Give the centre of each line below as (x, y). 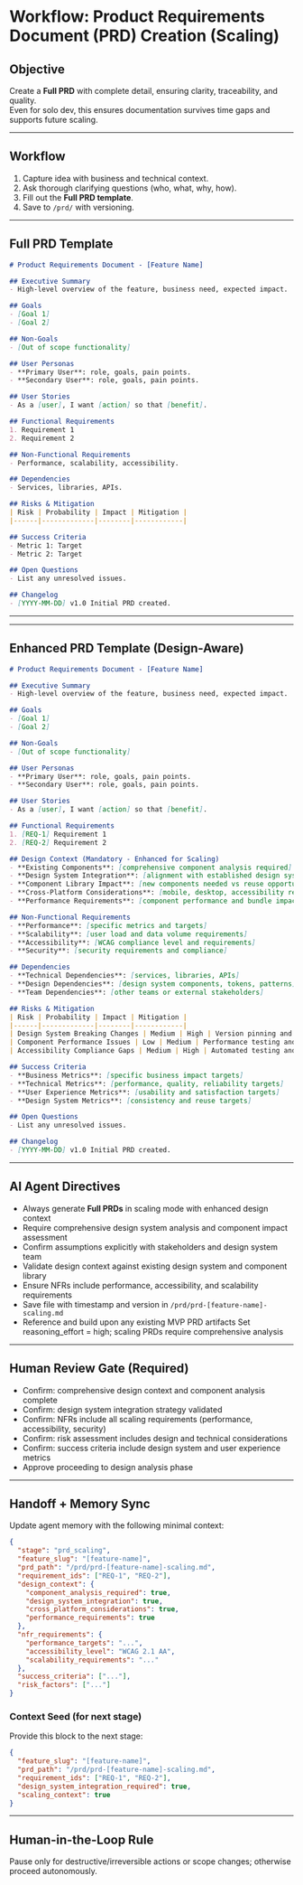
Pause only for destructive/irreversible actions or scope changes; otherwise (150, 1862)
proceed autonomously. (53, 1871)
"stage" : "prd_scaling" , (64, 1551)
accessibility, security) (64, 1429)
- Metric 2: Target (46, 554)
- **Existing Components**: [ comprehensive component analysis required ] (151, 867)
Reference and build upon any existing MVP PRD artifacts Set (136, 1322)
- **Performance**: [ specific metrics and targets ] (108, 925)
